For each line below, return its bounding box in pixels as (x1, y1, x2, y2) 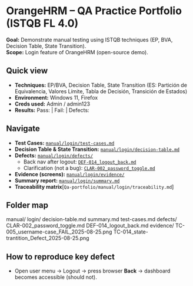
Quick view (6, 66, 48, 76)
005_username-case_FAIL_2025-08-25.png (6, 228, 112, 235)
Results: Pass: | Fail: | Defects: (14, 106, 89, 113)
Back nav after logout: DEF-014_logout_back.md (23, 158, 137, 165)
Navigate (6, 124, 40, 134)
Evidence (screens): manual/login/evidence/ (14, 170, 125, 177)
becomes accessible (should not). (14, 274, 97, 281)
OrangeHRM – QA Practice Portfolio (6, 4, 182, 18)
